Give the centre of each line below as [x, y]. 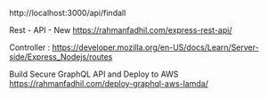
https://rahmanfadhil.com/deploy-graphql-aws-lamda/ [109, 83]
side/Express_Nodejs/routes [61, 57]
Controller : [30, 47]
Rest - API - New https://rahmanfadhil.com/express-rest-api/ [121, 30]
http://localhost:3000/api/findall [68, 13]
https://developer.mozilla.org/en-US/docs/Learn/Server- [156, 47]
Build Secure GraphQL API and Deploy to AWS [94, 74]
